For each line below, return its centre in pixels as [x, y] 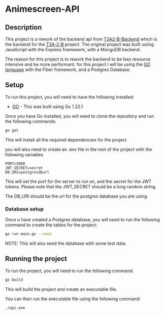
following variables [24, 154]
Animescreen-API [42, 9]
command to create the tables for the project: [51, 225]
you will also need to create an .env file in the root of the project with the [79, 149]
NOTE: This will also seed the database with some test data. [66, 243]
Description [23, 27]
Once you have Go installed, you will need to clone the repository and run [80, 116]
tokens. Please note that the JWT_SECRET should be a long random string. [81, 186]
